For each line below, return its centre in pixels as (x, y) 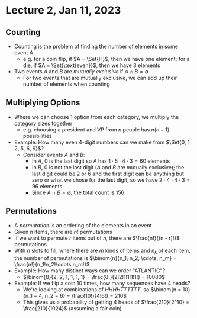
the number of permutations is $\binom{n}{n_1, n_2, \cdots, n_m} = (95, 258)
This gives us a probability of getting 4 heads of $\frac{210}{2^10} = (106, 302)
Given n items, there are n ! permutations (63, 232)
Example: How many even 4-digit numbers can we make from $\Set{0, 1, (103, 142)
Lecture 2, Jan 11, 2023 (63, 10)
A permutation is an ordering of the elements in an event (83, 225)
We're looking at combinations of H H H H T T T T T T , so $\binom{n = (102, 290)
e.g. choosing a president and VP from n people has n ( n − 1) (96, 129)
